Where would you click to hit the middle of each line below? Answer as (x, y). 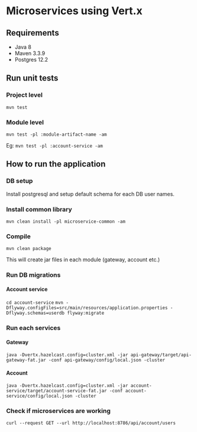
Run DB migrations (33, 275)
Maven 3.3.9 (30, 53)
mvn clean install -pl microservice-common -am (66, 221)
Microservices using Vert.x (75, 11)
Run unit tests (32, 78)
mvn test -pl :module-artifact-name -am (57, 135)
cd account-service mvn (35, 303)
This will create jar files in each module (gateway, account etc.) (83, 260)
